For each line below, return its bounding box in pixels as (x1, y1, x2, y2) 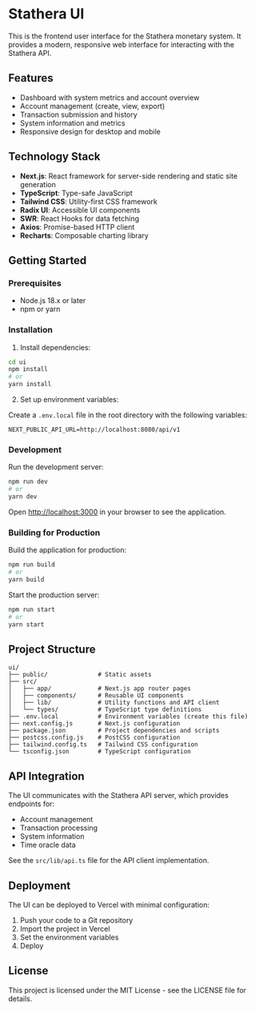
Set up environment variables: (19, 395, 119, 405)
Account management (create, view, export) (19, 101, 165, 110)
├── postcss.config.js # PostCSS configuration (8, 733, 181, 742)
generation (19, 179, 56, 189)
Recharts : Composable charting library (19, 230, 149, 240)
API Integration (8, 769, 86, 783)
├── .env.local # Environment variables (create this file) (8, 713, 249, 721)
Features (8, 71, 54, 85)
